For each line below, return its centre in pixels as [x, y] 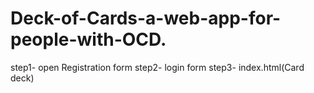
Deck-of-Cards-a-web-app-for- [146, 18]
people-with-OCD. [88, 39]
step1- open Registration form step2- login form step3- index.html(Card [157, 67]
